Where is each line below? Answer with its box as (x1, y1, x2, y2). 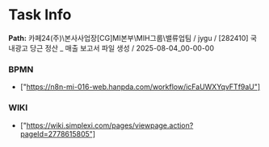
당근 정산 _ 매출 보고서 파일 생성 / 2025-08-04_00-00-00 (29, 43, 215, 53)
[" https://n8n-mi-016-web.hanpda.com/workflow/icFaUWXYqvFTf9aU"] (19, 82, 261, 92)
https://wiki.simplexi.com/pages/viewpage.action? (26, 120, 194, 130)
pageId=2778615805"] (19, 129, 95, 138)
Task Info (8, 6, 72, 24)
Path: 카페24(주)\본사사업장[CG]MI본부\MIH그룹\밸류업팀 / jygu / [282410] (8, 33, 249, 43)
